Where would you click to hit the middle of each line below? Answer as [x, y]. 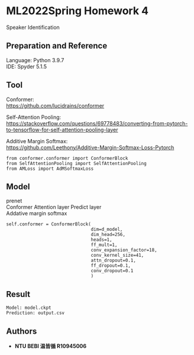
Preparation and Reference [57, 46]
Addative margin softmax [37, 214]
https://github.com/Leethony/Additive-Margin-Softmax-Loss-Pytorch [90, 147]
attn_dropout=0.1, [113, 261]
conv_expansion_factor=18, [124, 250]
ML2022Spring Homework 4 [77, 11]
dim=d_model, [107, 230]
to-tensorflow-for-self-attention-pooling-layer [62, 130]
